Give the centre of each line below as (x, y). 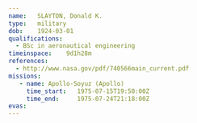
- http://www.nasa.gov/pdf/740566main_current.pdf (103, 69)
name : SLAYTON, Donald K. (56, 16)
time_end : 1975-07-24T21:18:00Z (88, 99)
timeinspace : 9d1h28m (50, 53)
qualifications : (36, 38)
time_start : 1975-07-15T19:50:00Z (88, 91)
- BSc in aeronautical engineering (75, 46)
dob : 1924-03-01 (41, 31)
